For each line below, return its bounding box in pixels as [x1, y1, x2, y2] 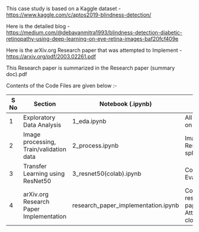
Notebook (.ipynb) [99, 100, 152, 108]
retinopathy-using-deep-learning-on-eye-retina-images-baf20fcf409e [6, 35, 179, 42]
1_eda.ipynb [72, 117, 107, 125]
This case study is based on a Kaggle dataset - [6, 5, 121, 12]
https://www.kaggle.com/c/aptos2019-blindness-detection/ [6, 11, 152, 18]
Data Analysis [23, 121, 62, 129]
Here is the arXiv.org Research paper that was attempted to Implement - [6, 47, 182, 54]
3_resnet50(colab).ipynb [72, 169, 142, 178]
